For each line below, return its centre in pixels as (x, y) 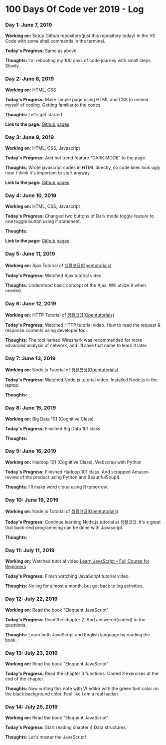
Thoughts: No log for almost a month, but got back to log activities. (75, 586)
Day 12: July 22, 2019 (31, 599)
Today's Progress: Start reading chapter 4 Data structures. (66, 727)
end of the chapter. (25, 679)
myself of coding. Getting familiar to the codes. (54, 105)
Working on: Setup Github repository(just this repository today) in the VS (80, 36)
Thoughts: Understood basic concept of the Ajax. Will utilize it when (76, 285)
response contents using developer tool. (47, 330)
